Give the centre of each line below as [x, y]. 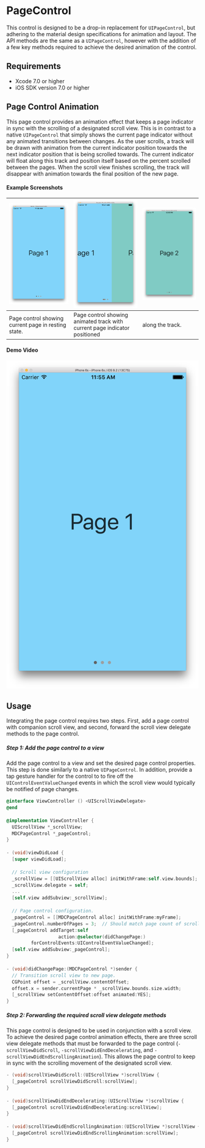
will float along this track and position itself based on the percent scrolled [99, 160]
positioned [87, 335]
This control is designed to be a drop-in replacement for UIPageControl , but [101, 28]
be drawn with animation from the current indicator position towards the [97, 147]
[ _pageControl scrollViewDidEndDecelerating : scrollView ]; [87, 1107]
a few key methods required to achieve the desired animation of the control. [102, 47]
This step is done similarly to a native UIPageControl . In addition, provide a [99, 770]
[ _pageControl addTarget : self [50, 930]
